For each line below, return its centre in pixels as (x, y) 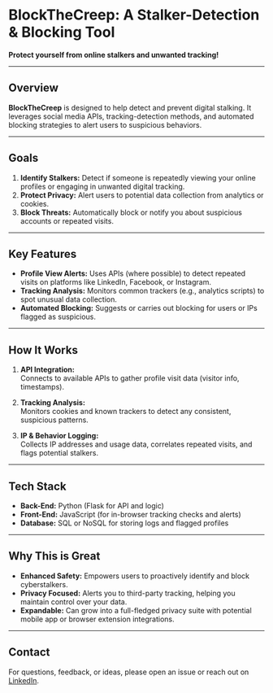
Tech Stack (37, 486)
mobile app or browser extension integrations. (97, 619)
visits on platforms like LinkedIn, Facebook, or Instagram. (115, 282)
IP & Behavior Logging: (59, 436)
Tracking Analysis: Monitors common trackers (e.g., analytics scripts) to (142, 291)
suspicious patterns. (54, 420)
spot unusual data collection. (69, 299)
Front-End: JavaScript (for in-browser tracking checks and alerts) (130, 514)
